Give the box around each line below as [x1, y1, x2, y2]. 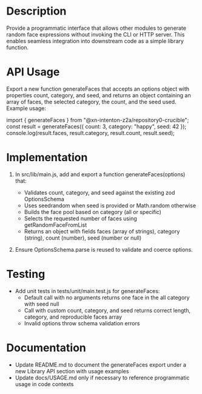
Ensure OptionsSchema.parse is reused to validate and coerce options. [15, 246, 193, 253]
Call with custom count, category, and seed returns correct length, [24, 306, 191, 314]
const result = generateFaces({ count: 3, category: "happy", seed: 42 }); [6, 123, 187, 130]
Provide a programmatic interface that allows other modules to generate [6, 24, 187, 32]
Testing [6, 268, 45, 281]
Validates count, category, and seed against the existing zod [24, 188, 175, 196]
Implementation [6, 151, 88, 165]
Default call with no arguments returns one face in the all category [24, 294, 190, 301]
